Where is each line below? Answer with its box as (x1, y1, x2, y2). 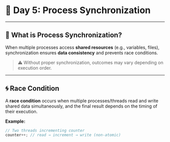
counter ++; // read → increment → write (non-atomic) (5, 132, 121, 138)
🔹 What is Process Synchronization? (5, 31, 122, 39)
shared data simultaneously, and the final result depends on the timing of (5, 103, 158, 109)
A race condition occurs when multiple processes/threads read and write (5, 98, 158, 104)
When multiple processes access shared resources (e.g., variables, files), (5, 44, 160, 50)
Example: (5, 118, 26, 124)
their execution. (5, 108, 38, 114)
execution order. (17, 65, 52, 71)
